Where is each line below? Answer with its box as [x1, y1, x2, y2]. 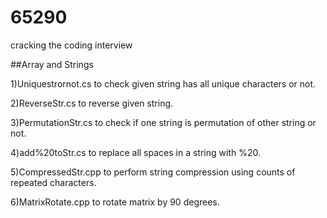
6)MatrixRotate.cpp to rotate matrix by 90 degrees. [10, 196, 220, 208]
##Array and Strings [10, 58, 94, 70]
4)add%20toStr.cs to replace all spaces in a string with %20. [10, 146, 261, 158]
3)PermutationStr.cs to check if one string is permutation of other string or [10, 116, 317, 128]
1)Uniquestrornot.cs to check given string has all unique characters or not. [10, 77, 317, 90]
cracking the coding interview [10, 39, 133, 51]
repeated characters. [10, 176, 97, 188]
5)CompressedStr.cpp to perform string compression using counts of [10, 166, 296, 178]
